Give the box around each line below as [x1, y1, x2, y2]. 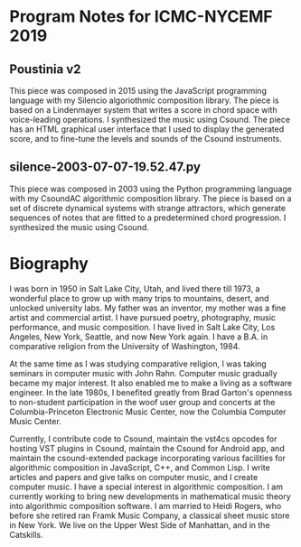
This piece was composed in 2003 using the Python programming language [9, 183, 292, 194]
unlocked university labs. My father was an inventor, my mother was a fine [9, 302, 287, 313]
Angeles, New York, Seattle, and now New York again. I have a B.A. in [9, 331, 268, 342]
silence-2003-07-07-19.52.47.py [9, 160, 202, 175]
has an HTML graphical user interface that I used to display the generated [9, 124, 285, 134]
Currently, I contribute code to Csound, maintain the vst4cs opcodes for [9, 433, 277, 444]
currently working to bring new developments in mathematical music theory [9, 490, 291, 502]
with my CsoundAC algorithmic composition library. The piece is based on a [9, 192, 292, 204]
